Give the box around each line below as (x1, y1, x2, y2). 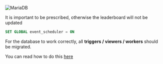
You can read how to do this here (5, 53, 73, 59)
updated (5, 20, 22, 25)
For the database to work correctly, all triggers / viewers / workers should (5, 38, 159, 44)
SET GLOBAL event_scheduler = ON (5, 29, 75, 34)
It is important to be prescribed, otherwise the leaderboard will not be (5, 14, 148, 20)
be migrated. (5, 43, 31, 49)
